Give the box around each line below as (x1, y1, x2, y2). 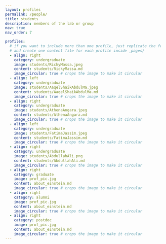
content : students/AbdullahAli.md (14, 158, 85, 163)
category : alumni (14, 195, 50, 200)
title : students (5, 16, 39, 21)
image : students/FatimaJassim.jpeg (14, 131, 87, 136)
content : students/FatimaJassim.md (14, 135, 87, 140)
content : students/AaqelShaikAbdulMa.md (14, 89, 98, 94)
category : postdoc (14, 218, 52, 223)
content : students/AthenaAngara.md (14, 112, 87, 117)
